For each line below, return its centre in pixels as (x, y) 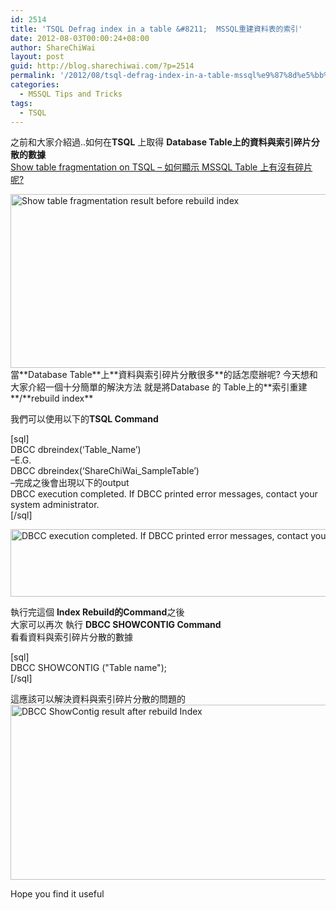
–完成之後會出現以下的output (70, 483)
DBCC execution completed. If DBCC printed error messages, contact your (164, 494)
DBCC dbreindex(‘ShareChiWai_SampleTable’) (105, 471)
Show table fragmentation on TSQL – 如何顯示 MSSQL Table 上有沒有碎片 (161, 167)
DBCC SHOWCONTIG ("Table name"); (88, 668)
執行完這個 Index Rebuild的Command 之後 (97, 612)
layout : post (37, 57)
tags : (21, 103)
